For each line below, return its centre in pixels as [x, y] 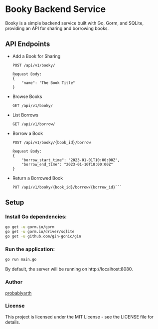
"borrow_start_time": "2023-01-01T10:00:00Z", [71, 160]
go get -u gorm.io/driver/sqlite [40, 232]
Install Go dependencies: [36, 217]
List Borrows [25, 115]
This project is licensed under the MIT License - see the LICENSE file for [79, 316]
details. [13, 322]
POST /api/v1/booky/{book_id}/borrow [52, 142]
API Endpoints [28, 44]
